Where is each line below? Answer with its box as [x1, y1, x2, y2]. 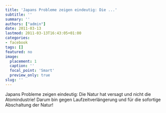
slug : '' [5, 77, 23, 82]
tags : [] [5, 45, 23, 50]
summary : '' [5, 17, 30, 22]
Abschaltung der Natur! [5, 101, 53, 108]
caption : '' [9, 63, 35, 68]
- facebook [5, 40, 28, 45]
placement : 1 [9, 59, 37, 64]
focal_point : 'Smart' [9, 68, 55, 73]
